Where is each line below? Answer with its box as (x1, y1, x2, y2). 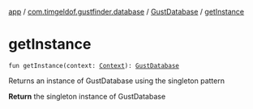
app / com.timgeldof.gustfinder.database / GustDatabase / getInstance (8, 7, 245, 16)
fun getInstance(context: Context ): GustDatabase (8, 61, 180, 69)
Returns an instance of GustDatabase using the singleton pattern (8, 76, 225, 86)
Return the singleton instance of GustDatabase (8, 91, 166, 101)
